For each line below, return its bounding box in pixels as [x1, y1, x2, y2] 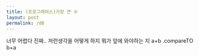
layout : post [6, 14, 39, 20]
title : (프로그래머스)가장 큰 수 [6, 8, 78, 15]
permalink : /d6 [6, 20, 45, 26]
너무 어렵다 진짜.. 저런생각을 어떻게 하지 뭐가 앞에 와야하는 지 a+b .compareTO [6, 37, 194, 45]
